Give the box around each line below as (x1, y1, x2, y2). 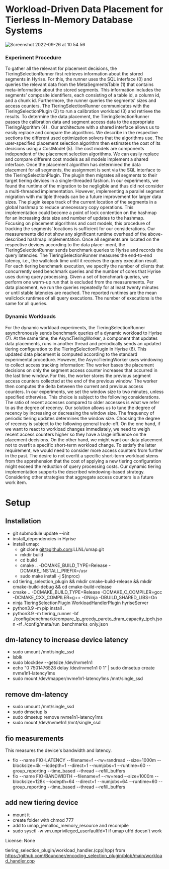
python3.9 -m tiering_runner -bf (12, 610, 79, 616)
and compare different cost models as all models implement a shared (5, 156, 148, 162)
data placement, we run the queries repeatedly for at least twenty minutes (5, 284, 159, 291)
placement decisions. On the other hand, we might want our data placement (5, 436, 163, 443)
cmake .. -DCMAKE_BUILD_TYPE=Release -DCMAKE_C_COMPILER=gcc (12, 589, 162, 595)
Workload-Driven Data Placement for (5, 4, 163, 15)
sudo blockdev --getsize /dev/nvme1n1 (12, 659, 93, 665)
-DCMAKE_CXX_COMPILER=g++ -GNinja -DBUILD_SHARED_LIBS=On (12, 594, 157, 600)
